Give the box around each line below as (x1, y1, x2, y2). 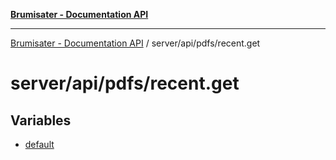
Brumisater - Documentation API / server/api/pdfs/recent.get (10, 37, 261, 49)
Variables (10, 112, 72, 129)
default (24, 139, 55, 150)
